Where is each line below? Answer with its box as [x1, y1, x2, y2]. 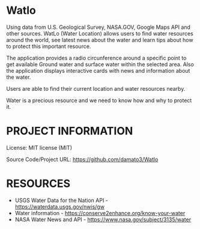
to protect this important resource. [6, 43, 91, 50]
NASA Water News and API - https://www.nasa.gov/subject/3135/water [14, 216, 191, 223]
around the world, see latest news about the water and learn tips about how [6, 36, 193, 43]
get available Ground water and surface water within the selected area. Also [6, 61, 194, 68]
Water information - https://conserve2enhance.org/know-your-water [14, 209, 186, 216]
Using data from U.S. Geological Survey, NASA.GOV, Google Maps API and [6, 23, 191, 31]
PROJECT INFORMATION [6, 124, 133, 138]
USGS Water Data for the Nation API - [14, 197, 108, 204]
